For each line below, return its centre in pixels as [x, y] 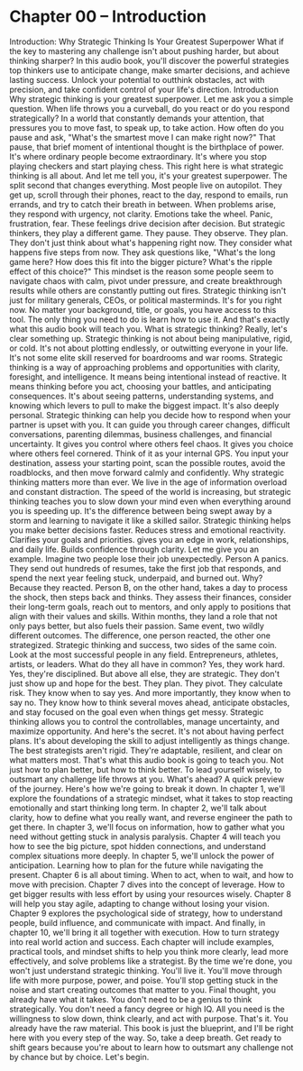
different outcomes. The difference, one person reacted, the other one [140, 635]
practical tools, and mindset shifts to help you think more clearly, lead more [149, 951]
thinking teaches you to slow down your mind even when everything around [150, 501]
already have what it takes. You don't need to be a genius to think [131, 999]
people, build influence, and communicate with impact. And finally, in [138, 922]
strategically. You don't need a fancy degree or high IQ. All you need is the [147, 1009]
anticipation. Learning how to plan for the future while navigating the [137, 865]
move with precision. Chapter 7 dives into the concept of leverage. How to [147, 884]
